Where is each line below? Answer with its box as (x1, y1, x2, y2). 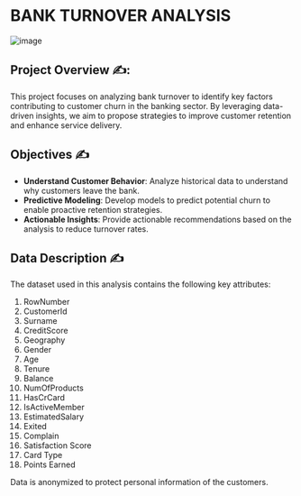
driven (10, 110, 34, 121)
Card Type (23, 450, 63, 461)
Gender (23, 344, 52, 355)
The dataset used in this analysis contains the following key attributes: (10, 279, 271, 289)
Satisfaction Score (23, 440, 92, 451)
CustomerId (23, 306, 68, 317)
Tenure (23, 363, 50, 374)
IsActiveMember (23, 402, 85, 413)
